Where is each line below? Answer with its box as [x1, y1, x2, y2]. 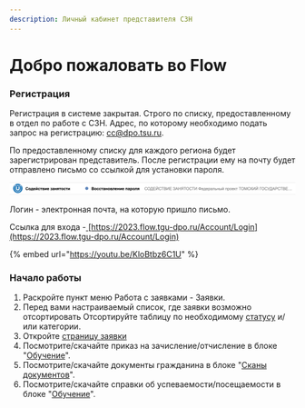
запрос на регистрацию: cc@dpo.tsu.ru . [9, 127, 164, 138]
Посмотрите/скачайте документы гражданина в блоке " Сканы [22, 360, 268, 371]
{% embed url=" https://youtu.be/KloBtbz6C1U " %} [9, 248, 199, 259]
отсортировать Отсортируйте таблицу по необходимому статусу [22, 312, 276, 323]
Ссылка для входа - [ [9, 221, 92, 232]
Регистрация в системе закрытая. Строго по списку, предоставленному [9, 108, 291, 119]
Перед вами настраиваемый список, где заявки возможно [22, 302, 252, 313]
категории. [39, 321, 82, 332]
